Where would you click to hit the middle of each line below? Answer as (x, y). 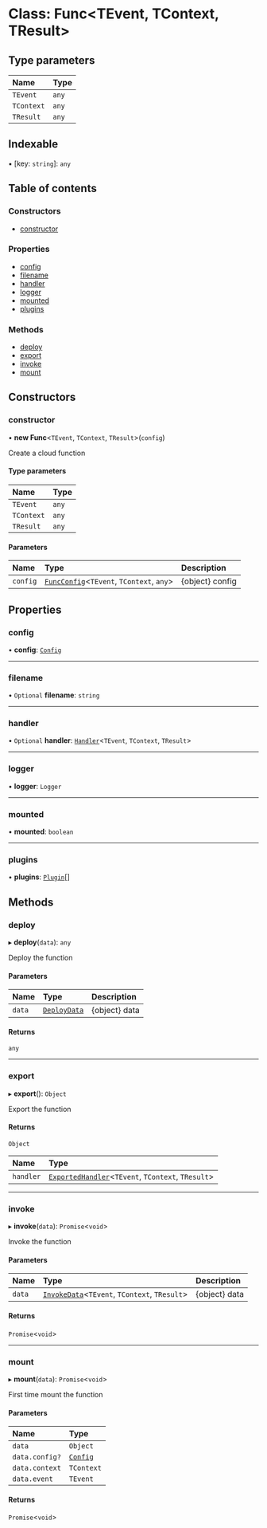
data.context (37, 1468)
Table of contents (52, 189)
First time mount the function (56, 1394)
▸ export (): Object (37, 1094)
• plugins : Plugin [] (39, 877)
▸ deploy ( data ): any (40, 942)
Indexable (33, 144)
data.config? (37, 1457)
